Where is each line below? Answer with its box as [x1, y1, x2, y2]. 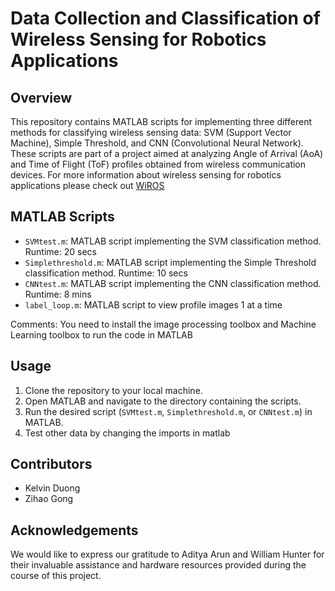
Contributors [10, 456, 93, 473]
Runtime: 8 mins [24, 288, 92, 300]
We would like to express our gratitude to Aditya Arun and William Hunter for [10, 548, 325, 561]
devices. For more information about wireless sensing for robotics [10, 169, 282, 181]
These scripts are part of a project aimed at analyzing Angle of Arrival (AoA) [10, 148, 324, 159]
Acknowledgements [10, 522, 139, 539]
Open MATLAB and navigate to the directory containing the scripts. [24, 395, 302, 407]
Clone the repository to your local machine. [24, 384, 203, 396]
